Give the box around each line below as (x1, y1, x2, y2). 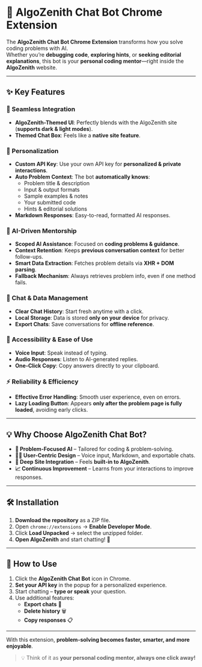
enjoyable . (6, 642, 33, 650)
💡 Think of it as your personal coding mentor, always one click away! (20, 654, 196, 661)
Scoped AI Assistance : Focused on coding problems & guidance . (14, 241, 180, 248)
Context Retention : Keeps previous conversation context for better (14, 247, 185, 254)
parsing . (14, 266, 37, 273)
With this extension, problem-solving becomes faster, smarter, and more (6, 636, 190, 643)
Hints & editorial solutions (23, 205, 87, 212)
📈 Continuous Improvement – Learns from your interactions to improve (14, 464, 194, 472)
